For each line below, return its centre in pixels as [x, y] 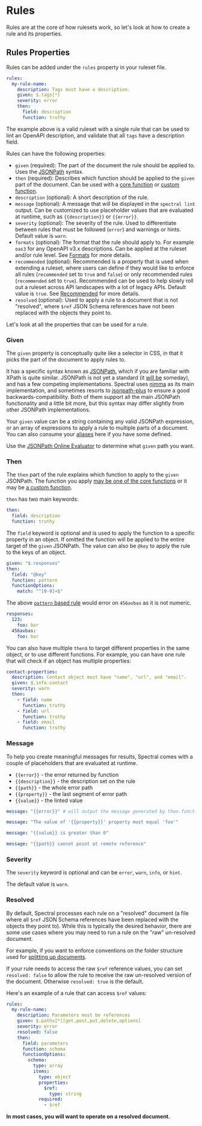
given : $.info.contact [40, 683]
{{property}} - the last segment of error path [71, 794]
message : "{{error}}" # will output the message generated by [86, 811]
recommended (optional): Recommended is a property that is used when [102, 261]
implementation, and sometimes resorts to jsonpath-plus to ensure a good [98, 390]
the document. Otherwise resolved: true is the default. [75, 981]
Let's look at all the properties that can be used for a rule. [77, 324]
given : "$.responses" [33, 563]
